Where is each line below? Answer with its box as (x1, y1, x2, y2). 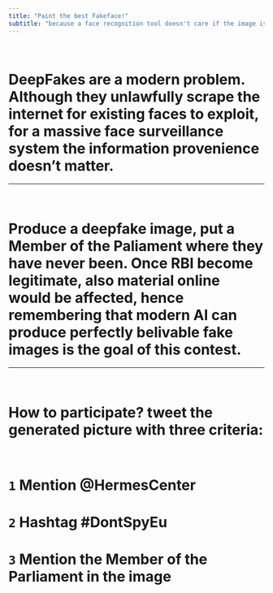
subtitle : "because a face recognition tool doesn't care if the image (8, 19, 256, 28)
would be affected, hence (8, 288, 184, 307)
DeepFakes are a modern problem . (8, 70, 245, 89)
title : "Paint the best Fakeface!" (8, 11, 129, 20)
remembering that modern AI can (8, 305, 237, 324)
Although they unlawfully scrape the (8, 87, 261, 106)
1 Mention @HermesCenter (8, 476, 197, 494)
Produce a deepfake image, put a (8, 219, 236, 238)
